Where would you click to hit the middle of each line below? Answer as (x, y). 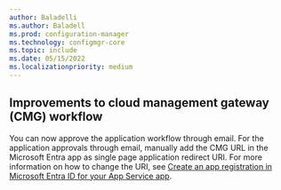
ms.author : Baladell (48, 26)
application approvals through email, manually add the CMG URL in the (139, 147)
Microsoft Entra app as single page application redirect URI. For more (136, 157)
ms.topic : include (43, 51)
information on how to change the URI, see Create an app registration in (141, 166)
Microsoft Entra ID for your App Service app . (91, 176)
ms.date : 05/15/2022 (48, 59)
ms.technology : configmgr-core (67, 42)
